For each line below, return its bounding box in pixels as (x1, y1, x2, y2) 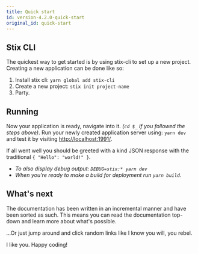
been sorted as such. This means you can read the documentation (6, 211, 171, 218)
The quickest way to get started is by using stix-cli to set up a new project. (6, 58, 191, 66)
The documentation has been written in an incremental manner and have (6, 205, 187, 212)
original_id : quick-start (6, 20, 71, 26)
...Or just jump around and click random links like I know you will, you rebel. (6, 229, 193, 237)
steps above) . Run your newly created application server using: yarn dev (6, 129, 187, 136)
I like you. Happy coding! (6, 241, 68, 248)
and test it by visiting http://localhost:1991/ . (6, 135, 113, 142)
